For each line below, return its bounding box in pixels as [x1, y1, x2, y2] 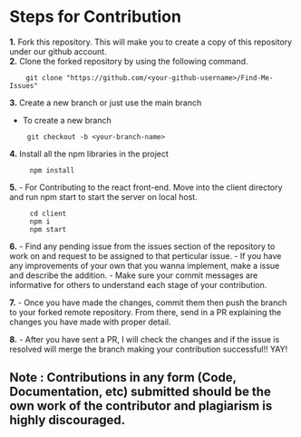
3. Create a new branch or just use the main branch [9, 97, 202, 108]
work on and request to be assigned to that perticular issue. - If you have [9, 250, 282, 261]
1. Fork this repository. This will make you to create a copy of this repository [9, 36, 293, 47]
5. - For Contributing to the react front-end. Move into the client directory [9, 182, 283, 193]
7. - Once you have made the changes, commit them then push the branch [9, 297, 287, 308]
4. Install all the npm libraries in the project [9, 148, 170, 159]
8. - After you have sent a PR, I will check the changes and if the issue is [9, 333, 280, 344]
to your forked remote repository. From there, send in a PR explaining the [9, 306, 282, 317]
